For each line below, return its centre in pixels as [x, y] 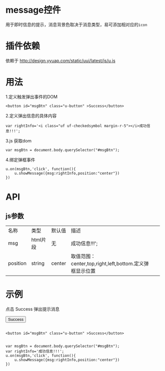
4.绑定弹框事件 [21, 160]
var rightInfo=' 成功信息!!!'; [35, 351]
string [38, 263]
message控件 [33, 10]
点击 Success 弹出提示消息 [33, 309]
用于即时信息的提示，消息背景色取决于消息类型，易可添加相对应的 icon [76, 24]
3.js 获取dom [19, 140]
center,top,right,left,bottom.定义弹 [110, 263]
